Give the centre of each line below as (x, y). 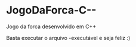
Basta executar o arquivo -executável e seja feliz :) (68, 38)
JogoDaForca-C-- (51, 10)
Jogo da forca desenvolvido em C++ (51, 26)
